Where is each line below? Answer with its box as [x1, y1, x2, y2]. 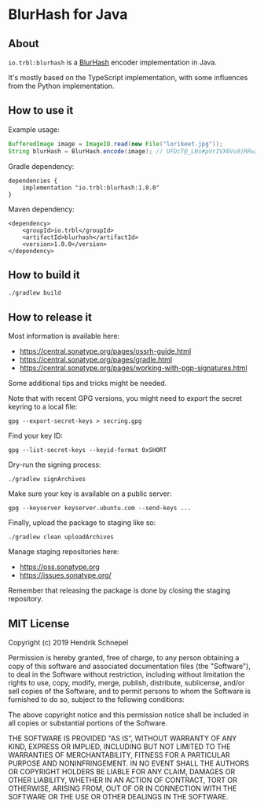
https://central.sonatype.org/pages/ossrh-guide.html [19, 347, 192, 356]
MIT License [8, 617, 70, 630]
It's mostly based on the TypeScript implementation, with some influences [8, 73, 248, 82]
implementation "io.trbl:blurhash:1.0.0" [22, 183, 159, 192]
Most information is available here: [8, 332, 120, 341]
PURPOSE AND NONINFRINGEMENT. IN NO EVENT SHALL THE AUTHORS [8, 758, 250, 768]
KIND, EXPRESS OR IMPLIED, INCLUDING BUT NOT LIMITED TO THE [8, 742, 231, 751]
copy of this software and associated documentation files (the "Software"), [8, 662, 251, 670]
